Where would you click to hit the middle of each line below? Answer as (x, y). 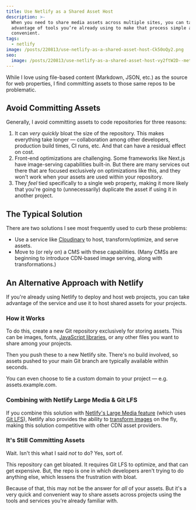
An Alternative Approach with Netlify (75, 283)
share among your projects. (39, 344)
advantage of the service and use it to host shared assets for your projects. (97, 303)
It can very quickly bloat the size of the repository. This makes (89, 134)
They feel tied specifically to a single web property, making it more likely (101, 183)
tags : (13, 39)
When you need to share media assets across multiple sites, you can (97, 22)
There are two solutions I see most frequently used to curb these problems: (97, 228)
